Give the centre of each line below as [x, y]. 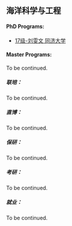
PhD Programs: [25, 26]
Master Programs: [29, 55]
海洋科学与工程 [34, 11]
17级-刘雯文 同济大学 [40, 40]
